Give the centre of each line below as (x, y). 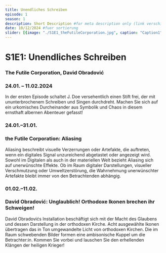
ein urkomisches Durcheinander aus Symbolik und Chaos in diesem (74, 107)
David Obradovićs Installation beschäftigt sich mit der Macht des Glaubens (81, 219)
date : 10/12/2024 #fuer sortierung (42, 28)
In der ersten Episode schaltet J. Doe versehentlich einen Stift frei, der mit (80, 97)
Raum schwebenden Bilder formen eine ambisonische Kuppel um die (75, 234)
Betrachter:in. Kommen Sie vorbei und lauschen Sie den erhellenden (75, 240)
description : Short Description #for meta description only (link (75, 24)
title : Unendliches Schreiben (36, 10)
